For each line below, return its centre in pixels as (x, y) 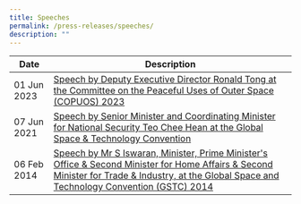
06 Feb (29, 165)
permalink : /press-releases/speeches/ (82, 26)
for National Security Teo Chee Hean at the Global (159, 128)
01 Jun (29, 85)
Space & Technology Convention (122, 139)
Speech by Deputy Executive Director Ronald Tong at (165, 80)
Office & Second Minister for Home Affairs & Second (163, 165)
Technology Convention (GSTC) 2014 (133, 187)
